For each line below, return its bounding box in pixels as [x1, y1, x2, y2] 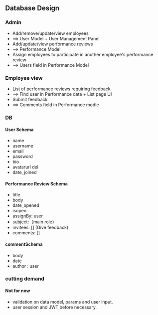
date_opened [12, 202, 40, 208]
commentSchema [5, 241, 43, 247]
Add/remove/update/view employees [12, 30, 89, 36]
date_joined [12, 169, 37, 175]
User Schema [5, 127, 34, 133]
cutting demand [5, 275, 45, 282]
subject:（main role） [12, 219, 57, 225]
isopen [12, 208, 26, 214]
